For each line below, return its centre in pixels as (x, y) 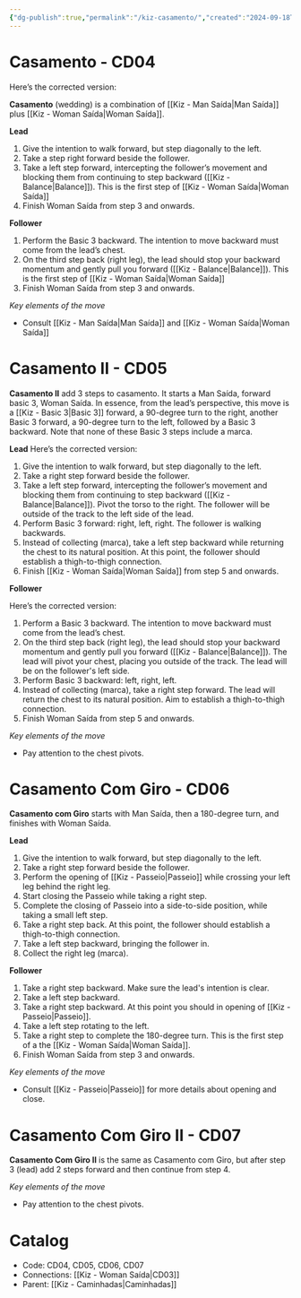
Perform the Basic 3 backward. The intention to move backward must (150, 240)
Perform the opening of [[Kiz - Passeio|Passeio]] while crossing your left (156, 877)
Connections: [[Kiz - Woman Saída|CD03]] (101, 1275)
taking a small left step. (65, 915)
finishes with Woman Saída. (60, 823)
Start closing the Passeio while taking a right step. (115, 896)
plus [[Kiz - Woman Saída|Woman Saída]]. (87, 114)
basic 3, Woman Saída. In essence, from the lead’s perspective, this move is (149, 402)
